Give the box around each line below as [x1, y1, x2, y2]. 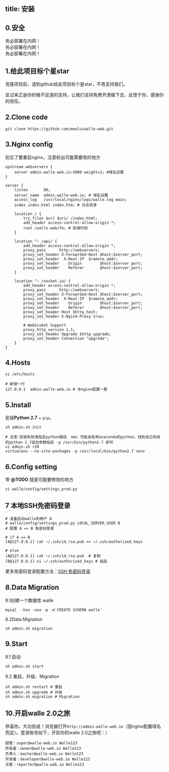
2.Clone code [5, 113, 48, 122]
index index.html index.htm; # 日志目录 [14, 202, 97, 208]
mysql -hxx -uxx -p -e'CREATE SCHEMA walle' [5, 607, 102, 612]
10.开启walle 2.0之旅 [5, 709, 70, 717]
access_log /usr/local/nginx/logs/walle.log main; [14, 197, 127, 202]
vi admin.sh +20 [5, 444, 39, 449]
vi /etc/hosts [5, 372, 35, 377]
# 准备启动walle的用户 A [5, 516, 52, 521]
